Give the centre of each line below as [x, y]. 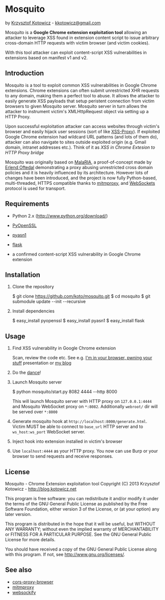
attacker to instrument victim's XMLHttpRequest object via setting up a [77, 111]
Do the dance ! [27, 373]
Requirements [27, 204]
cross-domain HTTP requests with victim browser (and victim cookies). [77, 43]
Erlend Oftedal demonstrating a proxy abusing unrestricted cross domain [79, 167]
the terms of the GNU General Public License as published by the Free [76, 504]
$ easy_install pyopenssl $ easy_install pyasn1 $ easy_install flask [78, 321]
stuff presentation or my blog [42, 363]
